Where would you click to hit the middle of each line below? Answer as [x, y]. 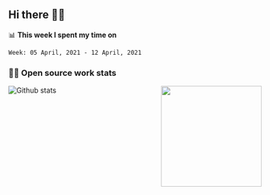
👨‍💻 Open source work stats [62, 73]
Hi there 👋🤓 [37, 15]
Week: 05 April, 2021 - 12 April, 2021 [75, 52]
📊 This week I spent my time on [63, 35]
